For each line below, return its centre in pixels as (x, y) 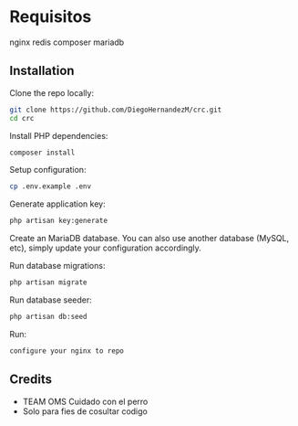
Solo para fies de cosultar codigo (85, 411)
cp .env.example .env (51, 186)
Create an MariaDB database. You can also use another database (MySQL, (149, 239)
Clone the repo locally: (51, 92)
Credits (31, 380)
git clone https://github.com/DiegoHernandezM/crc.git (116, 110)
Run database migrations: (57, 266)
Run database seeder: (51, 300)
